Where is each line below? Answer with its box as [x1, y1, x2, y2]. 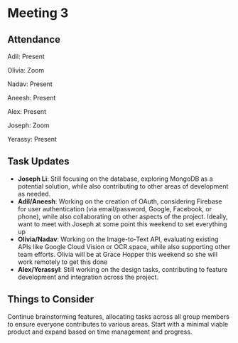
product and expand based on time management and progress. [7, 327, 193, 336]
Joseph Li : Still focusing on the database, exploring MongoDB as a [17, 174, 213, 183]
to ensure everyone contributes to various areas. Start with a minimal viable [7, 320, 229, 328]
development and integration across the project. [17, 273, 158, 281]
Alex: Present [7, 107, 47, 115]
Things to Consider [7, 293, 94, 305]
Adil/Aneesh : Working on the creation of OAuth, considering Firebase [17, 197, 222, 206]
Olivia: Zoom [7, 66, 45, 74]
